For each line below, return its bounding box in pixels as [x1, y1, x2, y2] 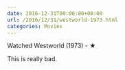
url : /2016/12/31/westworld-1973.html [7, 16, 118, 23]
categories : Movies [7, 23, 63, 30]
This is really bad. [7, 55, 57, 63]
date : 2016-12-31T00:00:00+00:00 [7, 10, 103, 17]
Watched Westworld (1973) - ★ [7, 42, 96, 50]
